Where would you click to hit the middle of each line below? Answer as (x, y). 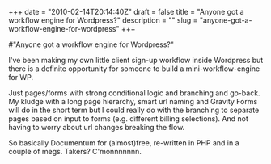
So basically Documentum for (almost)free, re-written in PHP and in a (124, 143)
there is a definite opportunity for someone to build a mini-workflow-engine (134, 69)
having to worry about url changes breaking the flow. (97, 127)
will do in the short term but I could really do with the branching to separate (134, 110)
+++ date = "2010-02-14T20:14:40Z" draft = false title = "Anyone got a (126, 12)
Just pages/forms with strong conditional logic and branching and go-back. (134, 93)
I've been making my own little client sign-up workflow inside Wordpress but (136, 60)
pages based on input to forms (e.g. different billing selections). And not (128, 119)
